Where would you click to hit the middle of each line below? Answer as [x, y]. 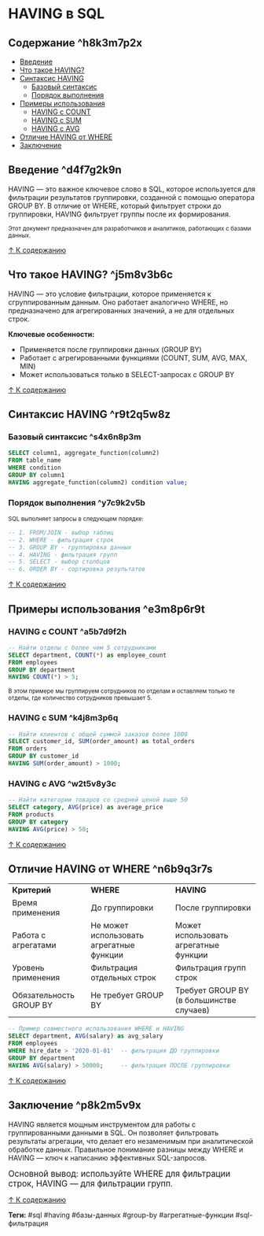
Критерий [31, 890]
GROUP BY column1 [37, 475]
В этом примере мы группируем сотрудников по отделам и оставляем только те [122, 691]
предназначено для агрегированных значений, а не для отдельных [121, 310]
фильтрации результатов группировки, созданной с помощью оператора [132, 197]
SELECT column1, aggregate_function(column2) [84, 453]
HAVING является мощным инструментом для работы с [102, 1124]
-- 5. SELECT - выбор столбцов [59, 562]
